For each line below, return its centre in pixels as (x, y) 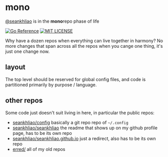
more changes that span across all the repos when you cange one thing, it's (84, 46)
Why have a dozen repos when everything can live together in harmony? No (84, 41)
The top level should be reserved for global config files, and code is (75, 79)
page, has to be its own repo (42, 133)
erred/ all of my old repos (39, 149)
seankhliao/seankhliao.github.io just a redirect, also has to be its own (84, 138)
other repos (24, 100)
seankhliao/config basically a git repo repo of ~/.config (70, 122)
